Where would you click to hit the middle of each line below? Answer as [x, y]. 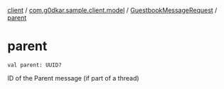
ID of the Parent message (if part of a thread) [74, 78]
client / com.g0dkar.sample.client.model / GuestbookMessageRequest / [112, 10]
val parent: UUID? [34, 65]
